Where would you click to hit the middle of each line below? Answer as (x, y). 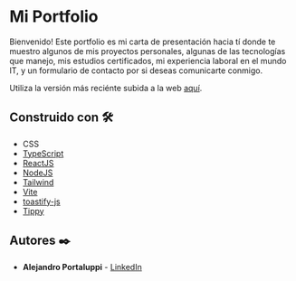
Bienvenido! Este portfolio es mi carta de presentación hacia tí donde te (143, 42)
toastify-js (41, 201)
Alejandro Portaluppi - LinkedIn (82, 267)
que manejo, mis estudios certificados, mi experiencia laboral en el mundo (148, 61)
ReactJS (38, 163)
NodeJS (38, 173)
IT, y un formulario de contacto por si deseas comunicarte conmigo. (136, 70)
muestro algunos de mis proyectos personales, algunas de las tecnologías (148, 51)
